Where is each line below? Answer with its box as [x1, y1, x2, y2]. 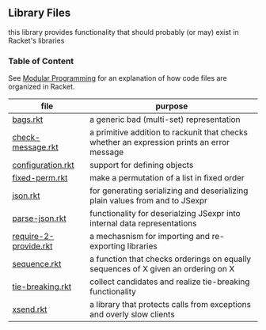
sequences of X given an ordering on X [89, 264, 235, 275]
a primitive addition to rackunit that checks [89, 127, 248, 138]
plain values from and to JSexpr [89, 195, 208, 207]
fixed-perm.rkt [12, 173, 68, 184]
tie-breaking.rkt [12, 281, 72, 292]
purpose [155, 101, 188, 112]
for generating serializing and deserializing [89, 185, 249, 196]
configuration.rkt [12, 160, 75, 171]
